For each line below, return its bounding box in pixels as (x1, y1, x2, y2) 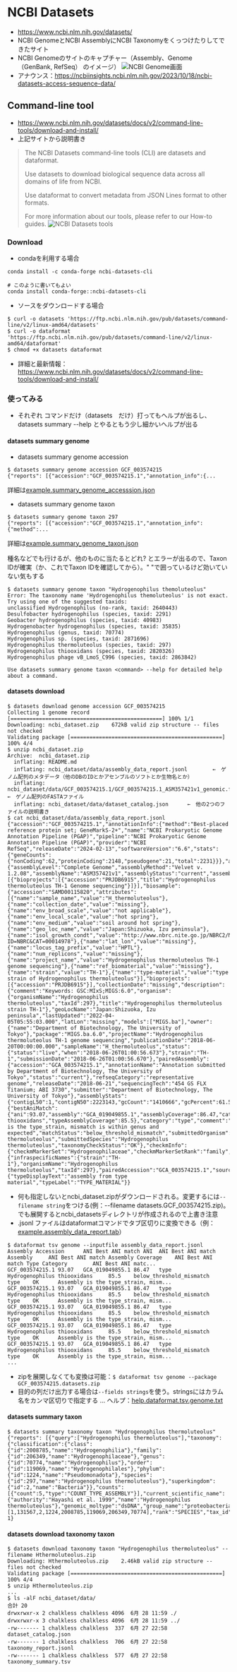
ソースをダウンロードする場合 (17, 301, 104, 310)
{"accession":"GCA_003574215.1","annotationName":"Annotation (7, 1061, 194, 1068)
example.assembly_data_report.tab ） (17, 1227, 126, 1236)
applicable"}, (130, 907, 172, 914)
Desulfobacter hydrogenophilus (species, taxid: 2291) (7, 610, 172, 618)
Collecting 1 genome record (7, 709, 90, 716)
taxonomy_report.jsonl (7, 1644, 74, 1652)
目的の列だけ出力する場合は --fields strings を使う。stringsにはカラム (17, 1387, 224, 1395)
